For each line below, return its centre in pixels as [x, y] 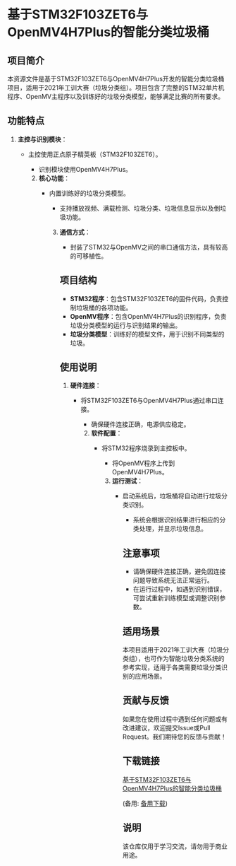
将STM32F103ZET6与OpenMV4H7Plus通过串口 [149, 401]
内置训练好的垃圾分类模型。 [89, 193]
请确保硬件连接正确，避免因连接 [179, 572]
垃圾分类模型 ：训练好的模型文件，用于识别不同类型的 [147, 334]
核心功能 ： [54, 178]
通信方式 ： [75, 232]
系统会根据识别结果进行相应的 [176, 520]
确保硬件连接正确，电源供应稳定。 [141, 424]
